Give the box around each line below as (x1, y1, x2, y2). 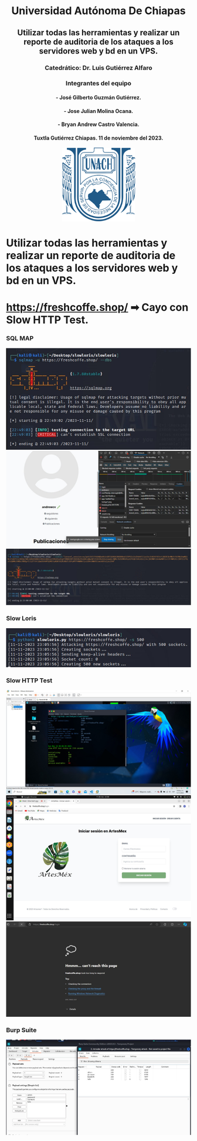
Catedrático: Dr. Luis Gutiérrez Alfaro (45, 64, 152, 72)
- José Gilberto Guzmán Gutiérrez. (55, 94, 142, 101)
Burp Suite (6, 1026, 37, 1034)
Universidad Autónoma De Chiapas (11, 4, 186, 18)
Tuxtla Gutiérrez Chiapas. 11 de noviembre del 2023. (33, 134, 164, 141)
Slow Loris (6, 614, 37, 622)
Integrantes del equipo (65, 79, 132, 88)
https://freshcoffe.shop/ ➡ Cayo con (6, 301, 189, 314)
